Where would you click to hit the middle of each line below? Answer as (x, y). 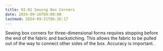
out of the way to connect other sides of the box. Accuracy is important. (79, 44)
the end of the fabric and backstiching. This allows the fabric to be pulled (81, 38)
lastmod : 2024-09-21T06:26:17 (37, 19)
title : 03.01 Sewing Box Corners (40, 10)
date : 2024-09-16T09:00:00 (33, 14)
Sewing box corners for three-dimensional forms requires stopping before (81, 33)
